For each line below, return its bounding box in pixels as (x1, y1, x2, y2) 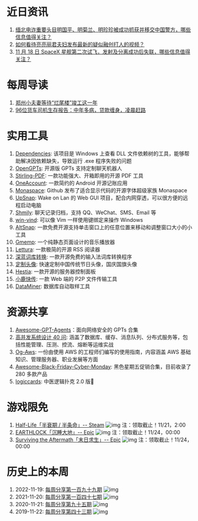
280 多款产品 (15, 370, 48, 378)
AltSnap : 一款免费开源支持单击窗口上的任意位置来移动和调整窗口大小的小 (15, 224, 193, 231)
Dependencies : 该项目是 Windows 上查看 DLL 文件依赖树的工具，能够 (15, 150, 184, 157)
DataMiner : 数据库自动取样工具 (15, 283, 90, 290)
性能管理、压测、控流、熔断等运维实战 (20, 340, 114, 348)
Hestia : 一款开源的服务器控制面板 (15, 268, 96, 275)
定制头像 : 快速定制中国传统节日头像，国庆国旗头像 (15, 260, 137, 267)
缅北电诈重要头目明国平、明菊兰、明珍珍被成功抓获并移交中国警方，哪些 (15, 26, 191, 33)
